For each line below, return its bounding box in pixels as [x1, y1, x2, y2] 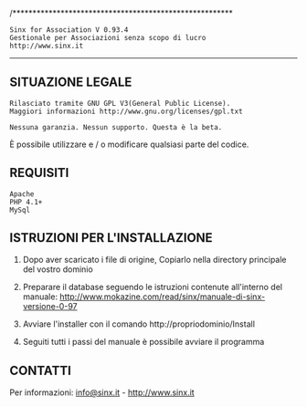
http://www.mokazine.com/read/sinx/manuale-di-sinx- [58, 291, 266, 302]
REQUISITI [9, 165, 69, 181]
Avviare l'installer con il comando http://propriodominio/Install [22, 318, 256, 329]
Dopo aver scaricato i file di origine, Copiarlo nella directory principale [22, 255, 287, 266]
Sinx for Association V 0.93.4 [9, 26, 129, 35]
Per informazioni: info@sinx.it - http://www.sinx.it [9, 387, 195, 398]
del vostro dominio [22, 264, 93, 275]
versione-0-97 [22, 301, 78, 312]
